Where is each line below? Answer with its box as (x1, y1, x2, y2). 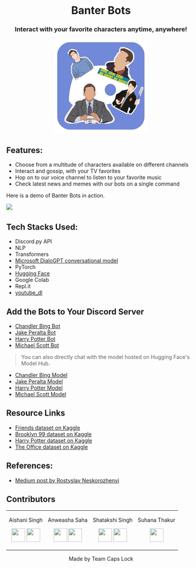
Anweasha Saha (47, 516, 88, 524)
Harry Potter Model (14, 384, 63, 392)
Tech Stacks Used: (6, 222, 78, 232)
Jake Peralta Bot (14, 329, 56, 336)
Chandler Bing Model (14, 371, 68, 378)
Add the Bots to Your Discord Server (6, 307, 144, 317)
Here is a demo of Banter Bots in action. (6, 192, 105, 199)
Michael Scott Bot (14, 342, 60, 349)
